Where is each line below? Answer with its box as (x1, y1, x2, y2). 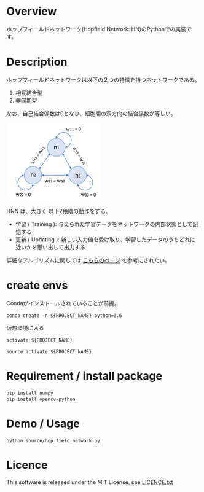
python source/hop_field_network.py (6, 437, 100, 443)
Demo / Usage (6, 416, 80, 431)
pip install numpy (6, 390, 53, 396)
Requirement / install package (6, 369, 163, 383)
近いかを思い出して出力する (15, 243, 86, 251)
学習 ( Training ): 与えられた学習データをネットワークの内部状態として (15, 220, 193, 228)
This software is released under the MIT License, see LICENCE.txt (6, 478, 173, 486)
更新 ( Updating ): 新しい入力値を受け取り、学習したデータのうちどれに (15, 235, 195, 243)
